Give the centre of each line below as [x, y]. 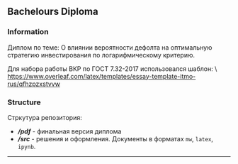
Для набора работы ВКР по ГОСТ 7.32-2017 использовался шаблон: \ [112, 69]
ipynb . [27, 146]
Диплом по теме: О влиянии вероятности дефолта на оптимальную [110, 47]
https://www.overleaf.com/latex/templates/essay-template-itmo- [102, 76]
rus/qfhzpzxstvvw [34, 84]
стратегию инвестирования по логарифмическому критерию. [101, 55]
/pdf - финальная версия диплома [69, 131]
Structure [24, 102]
